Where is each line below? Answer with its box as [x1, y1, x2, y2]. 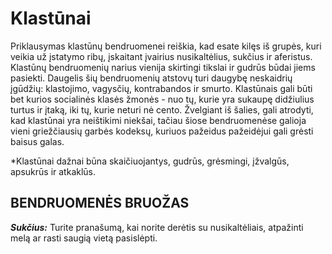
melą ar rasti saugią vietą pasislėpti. [10, 232, 158, 244]
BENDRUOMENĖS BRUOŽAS [10, 195, 190, 212]
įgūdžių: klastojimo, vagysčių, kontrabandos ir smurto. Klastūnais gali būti [10, 82, 313, 94]
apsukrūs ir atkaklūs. [10, 165, 97, 177]
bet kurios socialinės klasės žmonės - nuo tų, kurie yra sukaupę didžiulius [10, 93, 315, 105]
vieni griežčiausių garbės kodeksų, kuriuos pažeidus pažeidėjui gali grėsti [10, 125, 314, 137]
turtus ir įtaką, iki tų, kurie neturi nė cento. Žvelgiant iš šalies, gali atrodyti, [10, 103, 314, 116]
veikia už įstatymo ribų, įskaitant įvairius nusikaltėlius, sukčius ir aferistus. [10, 50, 313, 62]
